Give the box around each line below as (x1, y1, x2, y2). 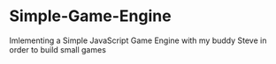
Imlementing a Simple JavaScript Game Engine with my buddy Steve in (9, 35, 267, 46)
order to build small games (9, 44, 106, 54)
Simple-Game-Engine (9, 6, 172, 26)
